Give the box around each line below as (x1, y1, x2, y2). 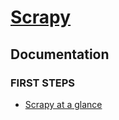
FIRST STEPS (10, 76, 76, 90)
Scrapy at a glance (24, 98, 103, 110)
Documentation (10, 46, 110, 63)
